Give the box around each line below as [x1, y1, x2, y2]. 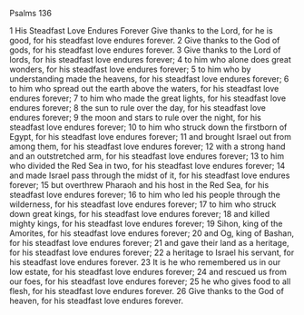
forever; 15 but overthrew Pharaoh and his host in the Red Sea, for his [9, 180, 270, 190]
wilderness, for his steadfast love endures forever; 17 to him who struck [9, 199, 277, 210]
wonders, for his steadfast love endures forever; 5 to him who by [9, 64, 251, 74]
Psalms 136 [9, 8, 53, 18]
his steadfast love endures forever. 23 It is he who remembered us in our [9, 257, 281, 267]
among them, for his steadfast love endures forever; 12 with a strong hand [9, 141, 286, 152]
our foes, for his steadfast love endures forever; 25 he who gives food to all [9, 276, 291, 287]
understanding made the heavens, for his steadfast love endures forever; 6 [9, 74, 289, 84]
